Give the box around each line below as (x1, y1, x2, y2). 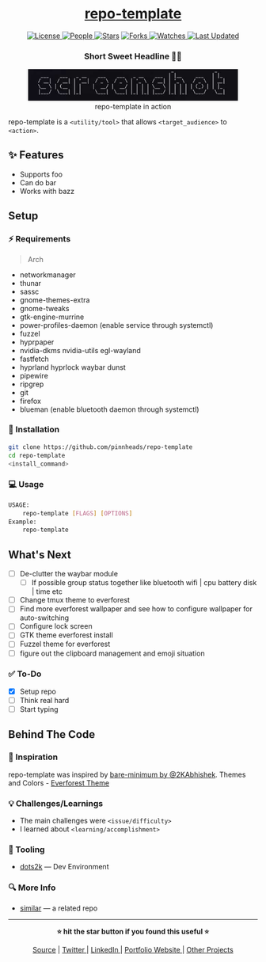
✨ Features (8, 148, 64, 162)
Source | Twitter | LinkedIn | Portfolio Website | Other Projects (32, 945, 234, 954)
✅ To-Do (8, 668, 42, 679)
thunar (19, 278, 42, 287)
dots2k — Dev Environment (19, 862, 109, 872)
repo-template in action (94, 102, 172, 112)
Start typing (19, 704, 59, 713)
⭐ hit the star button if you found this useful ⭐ (56, 926, 210, 936)
